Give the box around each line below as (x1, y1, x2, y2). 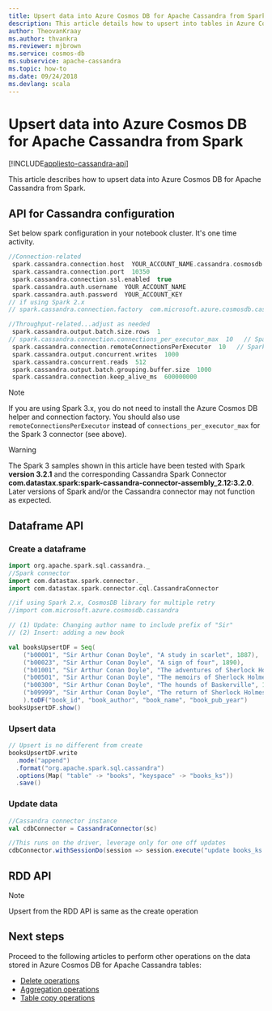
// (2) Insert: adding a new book (8, 629, 125, 637)
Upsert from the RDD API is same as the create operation (8, 906, 198, 916)
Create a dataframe (8, 543, 87, 555)
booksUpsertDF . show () (8, 703, 82, 711)
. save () (15, 779, 42, 788)
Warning (8, 445, 36, 455)
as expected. (8, 495, 52, 505)
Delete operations (19, 975, 80, 985)
